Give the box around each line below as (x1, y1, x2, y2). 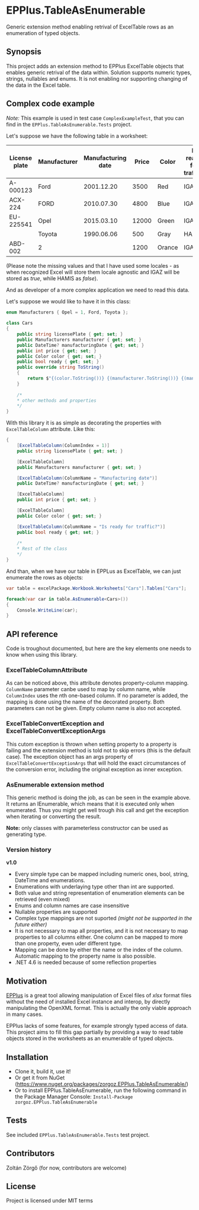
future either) (14, 921, 47, 928)
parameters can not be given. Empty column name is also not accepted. (6, 705, 182, 712)
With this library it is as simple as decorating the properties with (6, 419, 162, 426)
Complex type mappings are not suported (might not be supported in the (14, 915, 192, 922)
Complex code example (6, 99, 95, 109)
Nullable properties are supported (14, 908, 98, 916)
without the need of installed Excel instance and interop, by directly (6, 998, 171, 1005)
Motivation (6, 976, 47, 986)
